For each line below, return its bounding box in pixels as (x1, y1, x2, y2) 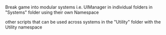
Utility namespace (5, 24, 42, 30)
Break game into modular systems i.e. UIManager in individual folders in (5, 4, 153, 10)
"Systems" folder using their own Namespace (5, 9, 99, 15)
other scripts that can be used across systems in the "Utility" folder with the (5, 19, 161, 25)
